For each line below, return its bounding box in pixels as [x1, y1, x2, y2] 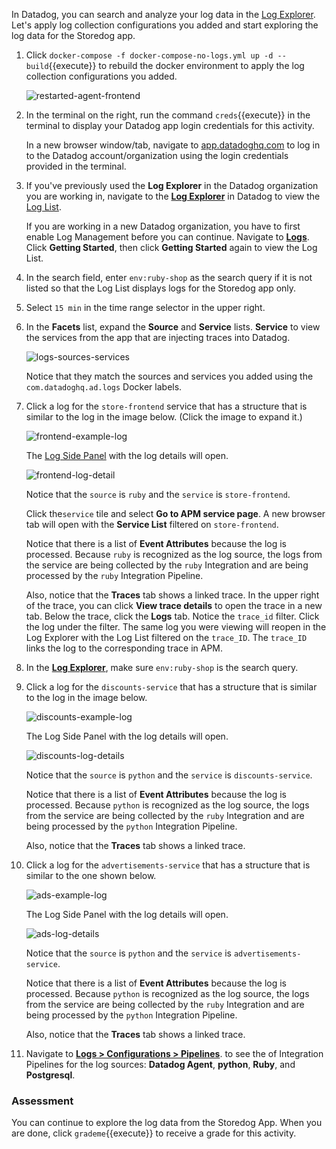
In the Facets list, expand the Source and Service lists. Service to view [25, 321, 321, 333]
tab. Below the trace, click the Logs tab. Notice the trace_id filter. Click [25, 610, 320, 622]
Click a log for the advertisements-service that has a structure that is [25, 859, 311, 871]
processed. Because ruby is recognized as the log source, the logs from [25, 549, 323, 560]
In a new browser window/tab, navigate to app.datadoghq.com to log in [25, 139, 321, 151]
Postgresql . [25, 1069, 76, 1081]
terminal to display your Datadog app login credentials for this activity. [25, 120, 315, 131]
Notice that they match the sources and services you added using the [25, 370, 314, 382]
